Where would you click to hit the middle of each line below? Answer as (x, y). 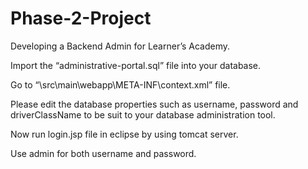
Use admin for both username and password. (103, 153)
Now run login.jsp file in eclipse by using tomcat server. (124, 134)
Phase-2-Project (81, 18)
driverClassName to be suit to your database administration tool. (143, 114)
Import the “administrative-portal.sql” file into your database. (136, 65)
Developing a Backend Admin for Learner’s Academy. (120, 46)
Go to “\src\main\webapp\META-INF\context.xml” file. (120, 84)
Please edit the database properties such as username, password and (154, 104)
